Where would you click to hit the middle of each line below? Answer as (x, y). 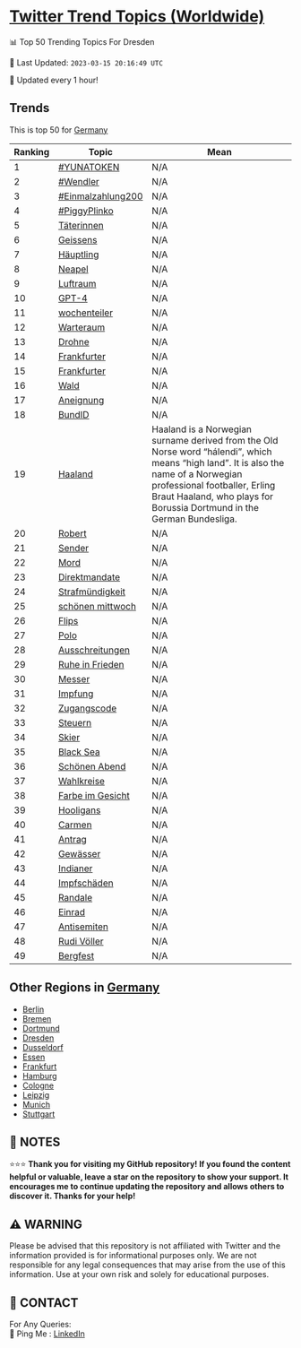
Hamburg (39, 1076)
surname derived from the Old (215, 440)
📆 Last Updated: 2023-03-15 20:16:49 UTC (86, 62)
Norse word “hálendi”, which (212, 452)
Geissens (77, 239)
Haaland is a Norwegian (202, 429)
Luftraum (77, 283)
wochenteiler (86, 313)
